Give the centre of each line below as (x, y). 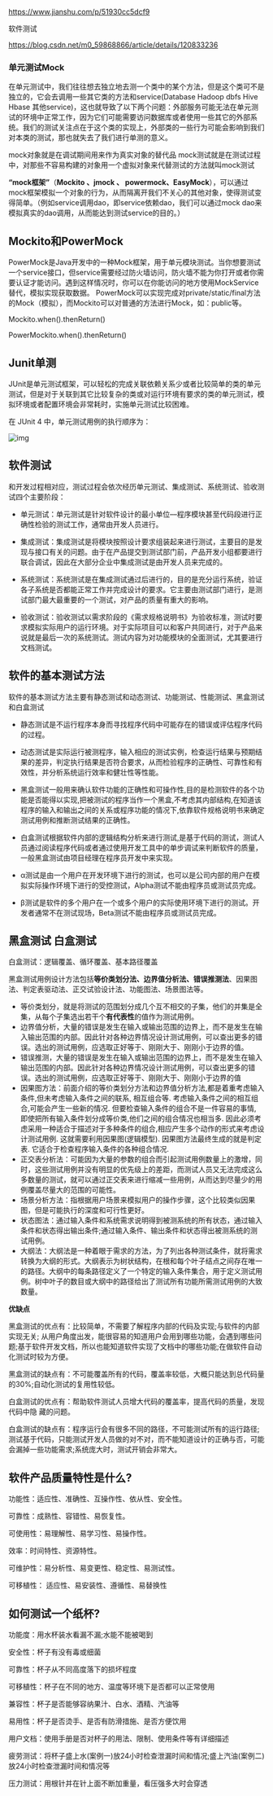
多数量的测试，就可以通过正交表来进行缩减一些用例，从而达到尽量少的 (138, 1179)
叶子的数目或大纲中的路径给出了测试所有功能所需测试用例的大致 (155, 1281)
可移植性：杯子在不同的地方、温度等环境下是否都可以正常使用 (112, 1686)
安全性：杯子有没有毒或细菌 (55, 1652)
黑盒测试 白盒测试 (52, 940)
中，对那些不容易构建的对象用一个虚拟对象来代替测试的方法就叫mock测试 (132, 165)
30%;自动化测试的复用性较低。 (67, 1385)
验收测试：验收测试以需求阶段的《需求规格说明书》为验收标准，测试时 (138, 617)
